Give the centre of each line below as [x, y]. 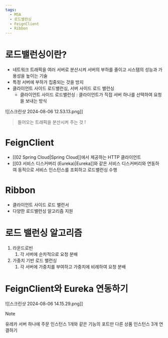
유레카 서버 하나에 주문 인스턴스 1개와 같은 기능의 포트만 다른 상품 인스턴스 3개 [81, 324]
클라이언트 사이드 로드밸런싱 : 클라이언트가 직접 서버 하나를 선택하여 [86, 95]
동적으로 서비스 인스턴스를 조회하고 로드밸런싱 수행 [67, 170]
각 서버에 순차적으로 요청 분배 [49, 254]
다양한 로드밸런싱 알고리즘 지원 [43, 211]
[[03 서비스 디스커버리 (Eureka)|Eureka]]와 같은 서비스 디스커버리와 [79, 163]
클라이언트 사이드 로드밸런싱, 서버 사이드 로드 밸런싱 [63, 89]
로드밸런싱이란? [36, 55]
